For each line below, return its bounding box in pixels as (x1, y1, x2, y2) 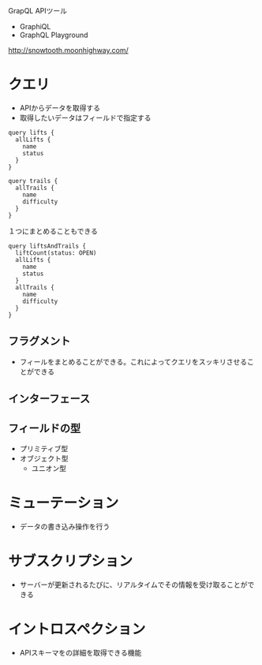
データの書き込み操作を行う (19, 521, 110, 531)
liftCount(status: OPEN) (15, 248, 97, 257)
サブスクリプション (8, 552, 133, 570)
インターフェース (8, 392, 91, 405)
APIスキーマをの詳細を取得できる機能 (19, 648, 142, 657)
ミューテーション (8, 495, 119, 512)
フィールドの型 (8, 421, 81, 435)
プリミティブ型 (19, 443, 69, 453)
